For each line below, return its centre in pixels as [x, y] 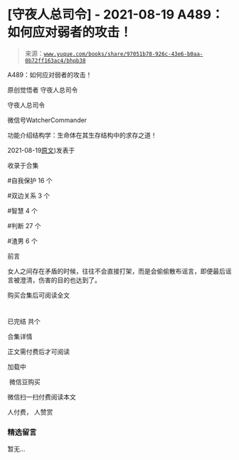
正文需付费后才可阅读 [38, 352]
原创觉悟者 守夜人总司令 [43, 90]
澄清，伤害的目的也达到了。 [60, 280]
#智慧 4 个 [22, 210]
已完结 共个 [24, 321]
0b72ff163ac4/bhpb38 [55, 60]
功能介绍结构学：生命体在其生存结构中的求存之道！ [82, 135]
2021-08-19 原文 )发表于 [41, 150]
